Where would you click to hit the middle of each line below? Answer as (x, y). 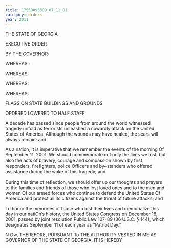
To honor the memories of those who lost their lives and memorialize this (82, 209)
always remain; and (26, 140)
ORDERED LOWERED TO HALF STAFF (45, 114)
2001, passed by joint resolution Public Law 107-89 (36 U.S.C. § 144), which (85, 219)
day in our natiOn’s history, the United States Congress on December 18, (81, 214)
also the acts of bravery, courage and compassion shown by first (74, 160)
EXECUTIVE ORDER (26, 44)
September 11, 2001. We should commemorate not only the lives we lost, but (85, 155)
